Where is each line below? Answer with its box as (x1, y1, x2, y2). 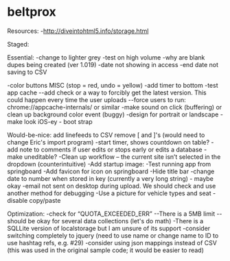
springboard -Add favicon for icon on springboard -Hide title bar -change (7, 167, 215, 175)
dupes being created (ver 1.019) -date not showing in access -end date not (7, 60, 218, 69)
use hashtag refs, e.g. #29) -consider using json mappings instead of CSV (7, 238, 218, 247)
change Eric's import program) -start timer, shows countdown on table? (7, 138, 210, 146)
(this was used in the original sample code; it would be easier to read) (7, 246, 205, 254)
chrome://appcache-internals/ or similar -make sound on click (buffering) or (7, 103, 222, 111)
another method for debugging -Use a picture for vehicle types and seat (7, 189, 211, 197)
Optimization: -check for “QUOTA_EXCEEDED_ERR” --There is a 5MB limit (7, 210, 215, 218)
